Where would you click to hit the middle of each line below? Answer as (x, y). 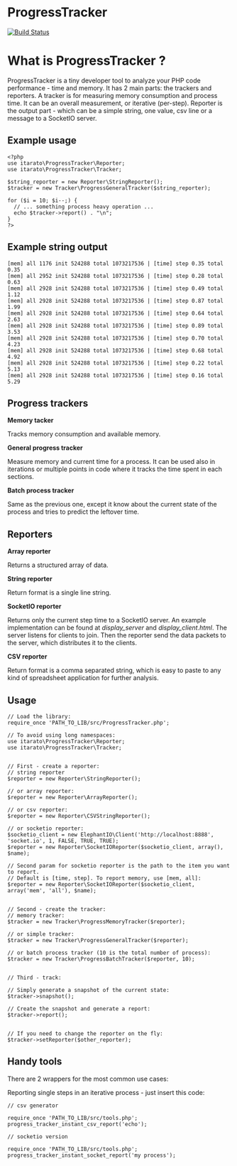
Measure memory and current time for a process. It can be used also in (111, 462)
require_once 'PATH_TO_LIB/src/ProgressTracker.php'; (89, 723)
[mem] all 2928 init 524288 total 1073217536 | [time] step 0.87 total (115, 301)
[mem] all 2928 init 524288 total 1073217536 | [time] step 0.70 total (115, 338)
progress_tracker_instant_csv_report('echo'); (77, 1124)
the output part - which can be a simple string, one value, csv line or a (110, 110)
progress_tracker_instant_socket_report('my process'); (92, 1155)
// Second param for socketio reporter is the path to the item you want (119, 865)
